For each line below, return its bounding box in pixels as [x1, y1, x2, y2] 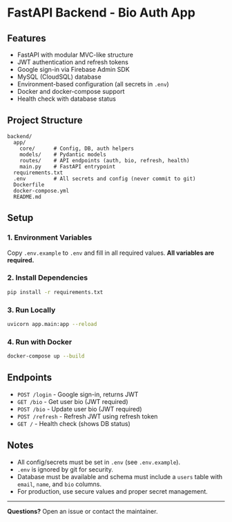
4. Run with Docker [7, 337, 72, 347]
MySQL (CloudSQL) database [17, 72, 101, 81]
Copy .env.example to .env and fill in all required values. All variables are [7, 249, 215, 257]
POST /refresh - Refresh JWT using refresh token [17, 412, 158, 420]
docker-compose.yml [13, 187, 70, 194]
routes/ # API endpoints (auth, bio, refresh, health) [19, 157, 190, 164]
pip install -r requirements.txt [7, 289, 104, 296]
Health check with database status [17, 95, 116, 103]
